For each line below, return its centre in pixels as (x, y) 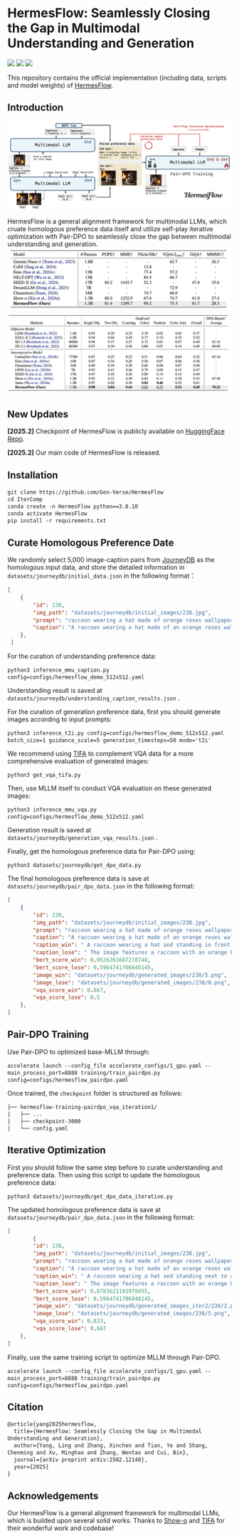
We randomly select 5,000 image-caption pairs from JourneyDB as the (111, 559)
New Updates (38, 414)
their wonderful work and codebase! (61, 1528)
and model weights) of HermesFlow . (60, 85)
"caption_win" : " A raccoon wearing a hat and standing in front (132, 945)
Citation (26, 1407)
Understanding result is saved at (55, 690)
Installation (33, 475)
